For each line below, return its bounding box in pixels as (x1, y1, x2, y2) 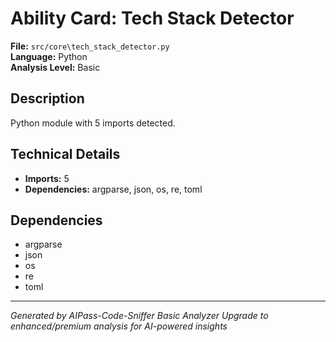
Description (10, 90, 85, 107)
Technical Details (10, 146, 121, 163)
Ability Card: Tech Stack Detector (10, 7, 295, 30)
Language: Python (10, 50, 88, 62)
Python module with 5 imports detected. (10, 117, 176, 129)
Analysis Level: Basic (10, 61, 101, 73)
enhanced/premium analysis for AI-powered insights (10, 320, 228, 332)
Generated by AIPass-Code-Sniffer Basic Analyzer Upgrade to (10, 310, 269, 322)
